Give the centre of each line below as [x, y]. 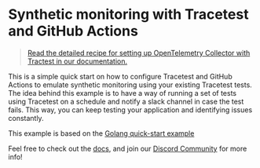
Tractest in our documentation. [77, 61]
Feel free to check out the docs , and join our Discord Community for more [128, 148]
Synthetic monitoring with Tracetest [128, 15]
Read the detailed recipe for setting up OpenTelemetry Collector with [139, 53]
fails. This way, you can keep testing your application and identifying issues [130, 110]
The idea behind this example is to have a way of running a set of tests [123, 93]
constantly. [26, 118]
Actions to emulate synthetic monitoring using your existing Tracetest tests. [130, 85]
